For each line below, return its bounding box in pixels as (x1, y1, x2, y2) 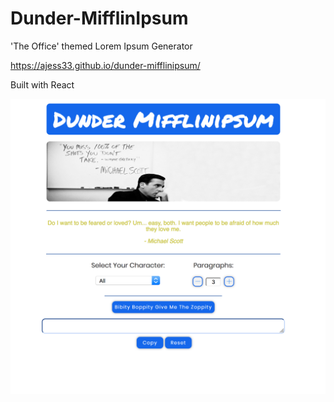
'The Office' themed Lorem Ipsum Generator (10, 40, 193, 52)
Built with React (10, 78, 75, 91)
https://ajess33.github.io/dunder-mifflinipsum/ (10, 59, 201, 71)
